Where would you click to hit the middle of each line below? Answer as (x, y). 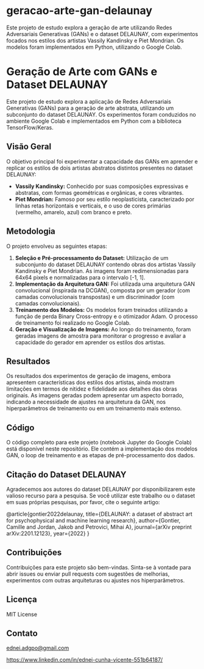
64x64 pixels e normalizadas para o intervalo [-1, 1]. (80, 277)
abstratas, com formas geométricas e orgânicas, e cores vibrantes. (99, 192)
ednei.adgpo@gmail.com (38, 648)
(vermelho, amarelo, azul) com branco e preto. (73, 212)
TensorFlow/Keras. (30, 127)
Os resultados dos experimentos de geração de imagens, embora (89, 376)
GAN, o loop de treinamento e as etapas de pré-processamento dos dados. (100, 455)
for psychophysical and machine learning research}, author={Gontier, (93, 520)
